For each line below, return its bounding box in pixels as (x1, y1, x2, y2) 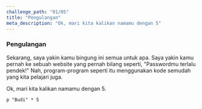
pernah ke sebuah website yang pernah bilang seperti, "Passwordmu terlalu (6, 60, 196, 67)
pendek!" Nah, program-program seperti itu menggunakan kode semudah (6, 67, 191, 74)
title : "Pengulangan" (6, 15, 61, 21)
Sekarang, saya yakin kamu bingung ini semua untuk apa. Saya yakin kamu (6, 54, 194, 61)
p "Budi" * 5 (6, 96, 39, 103)
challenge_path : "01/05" (6, 8, 69, 15)
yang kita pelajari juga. (6, 73, 63, 81)
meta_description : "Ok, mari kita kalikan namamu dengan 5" (6, 20, 162, 26)
